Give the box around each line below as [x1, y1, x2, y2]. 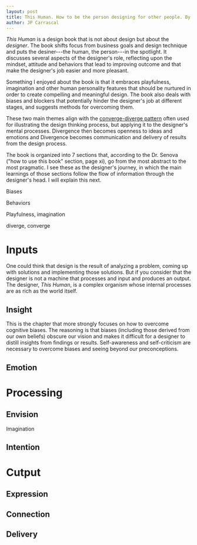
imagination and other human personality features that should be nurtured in [6, 85, 191, 92]
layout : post [6, 8, 38, 15]
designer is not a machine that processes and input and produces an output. [6, 275, 191, 282]
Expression [6, 489, 48, 499]
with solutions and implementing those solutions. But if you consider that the [6, 269, 192, 276]
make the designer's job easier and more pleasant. [6, 67, 129, 74]
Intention [6, 442, 40, 452]
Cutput [6, 466, 41, 480]
